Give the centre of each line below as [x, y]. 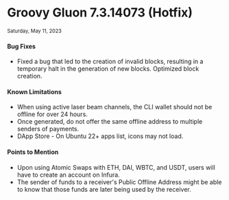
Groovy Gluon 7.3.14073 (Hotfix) [100, 13]
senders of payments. [48, 129]
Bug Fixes [22, 46]
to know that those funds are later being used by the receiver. [104, 189]
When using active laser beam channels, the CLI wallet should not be [114, 107]
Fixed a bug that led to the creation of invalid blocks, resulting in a [110, 62]
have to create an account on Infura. [68, 175]
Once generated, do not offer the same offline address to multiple [110, 122]
